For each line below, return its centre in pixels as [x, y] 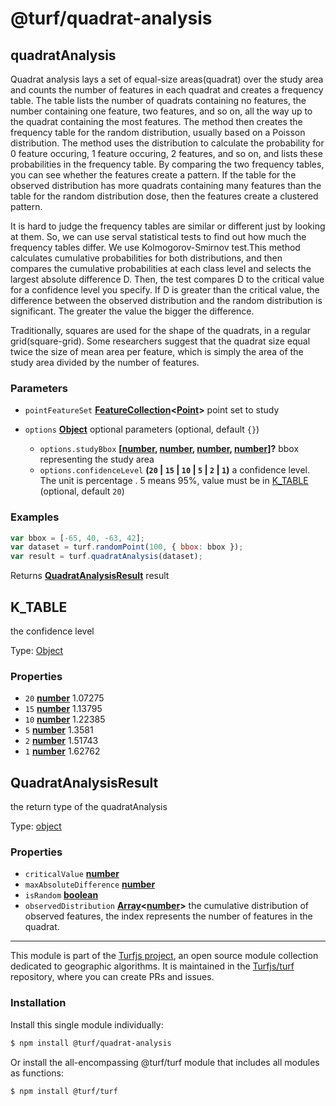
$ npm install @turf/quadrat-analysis [91, 1043]
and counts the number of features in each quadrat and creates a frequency [167, 90]
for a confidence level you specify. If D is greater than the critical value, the [165, 290]
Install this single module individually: [87, 1024]
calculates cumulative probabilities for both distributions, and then [146, 258]
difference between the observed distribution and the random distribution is [166, 300]
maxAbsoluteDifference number [90, 884]
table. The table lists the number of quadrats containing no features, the [158, 100]
